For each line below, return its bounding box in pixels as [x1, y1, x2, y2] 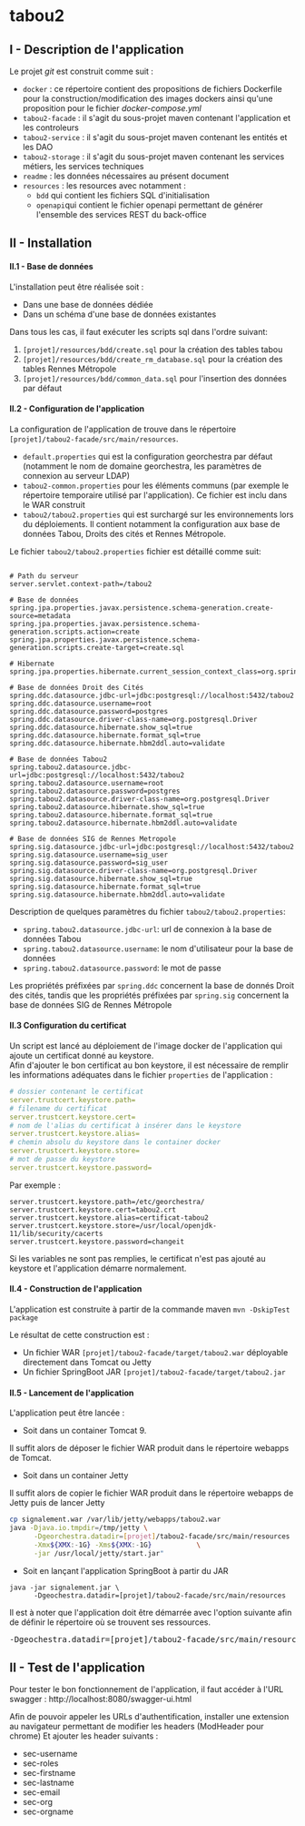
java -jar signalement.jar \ [9, 1583, 120, 1592]
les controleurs [22, 122, 79, 133]
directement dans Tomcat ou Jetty [22, 1356, 152, 1367]
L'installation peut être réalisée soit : [9, 281, 144, 292]
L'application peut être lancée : [9, 1407, 125, 1418]
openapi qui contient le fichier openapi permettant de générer [35, 199, 263, 210]
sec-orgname [22, 1806, 74, 1817]
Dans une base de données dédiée [22, 299, 153, 309]
